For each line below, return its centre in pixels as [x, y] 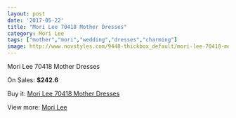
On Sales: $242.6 [33, 80]
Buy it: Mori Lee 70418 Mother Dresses [64, 93]
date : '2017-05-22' [36, 20]
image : [17, 46]
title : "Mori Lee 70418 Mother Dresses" [67, 27]
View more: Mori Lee [38, 107]
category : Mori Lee [36, 33]
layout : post [26, 14]
